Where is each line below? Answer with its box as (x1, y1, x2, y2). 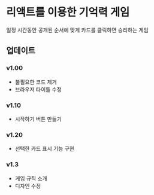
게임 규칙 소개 (14, 175, 47, 182)
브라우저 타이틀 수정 (14, 86, 62, 93)
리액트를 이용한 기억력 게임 (6, 5, 130, 19)
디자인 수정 (14, 182, 41, 189)
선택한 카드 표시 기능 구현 (14, 145, 75, 153)
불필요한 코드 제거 (14, 78, 57, 86)
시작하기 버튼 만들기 (14, 115, 62, 123)
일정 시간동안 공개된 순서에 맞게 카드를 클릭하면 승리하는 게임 (6, 26, 149, 33)
